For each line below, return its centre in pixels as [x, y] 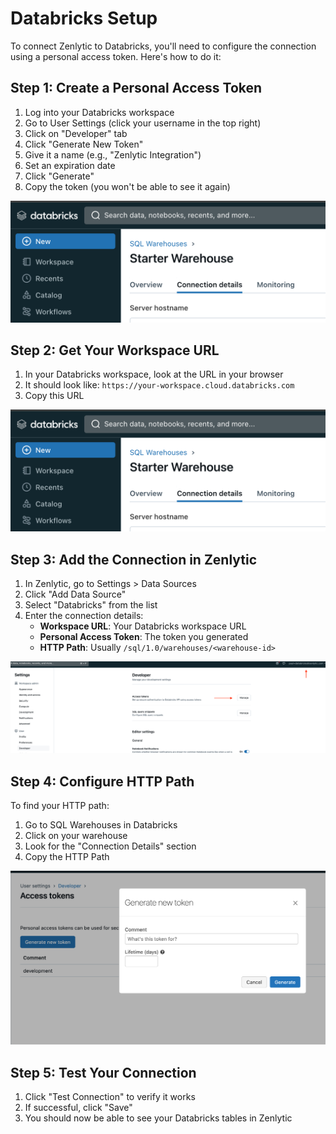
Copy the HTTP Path [67, 857]
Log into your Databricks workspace [99, 112]
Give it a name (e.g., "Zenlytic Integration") [113, 154]
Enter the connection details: [84, 616]
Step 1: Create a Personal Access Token [136, 88]
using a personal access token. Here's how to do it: [116, 56]
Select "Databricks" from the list [91, 605]
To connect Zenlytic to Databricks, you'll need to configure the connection [163, 46]
